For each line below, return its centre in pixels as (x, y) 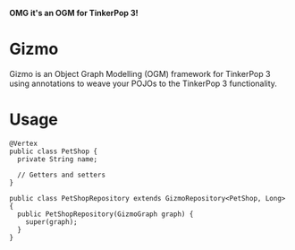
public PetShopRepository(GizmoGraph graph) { (105, 214)
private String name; (58, 159)
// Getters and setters (61, 175)
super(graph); (51, 222)
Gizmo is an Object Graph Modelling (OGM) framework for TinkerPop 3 (140, 73)
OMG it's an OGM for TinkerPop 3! (74, 13)
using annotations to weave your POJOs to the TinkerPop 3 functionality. (143, 83)
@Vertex (24, 143)
